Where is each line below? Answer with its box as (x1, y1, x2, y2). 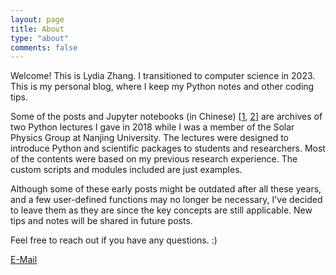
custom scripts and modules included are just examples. (10, 164, 243, 176)
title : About (10, 24, 65, 34)
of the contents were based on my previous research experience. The (10, 153, 298, 165)
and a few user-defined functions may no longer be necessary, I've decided (10, 194, 323, 206)
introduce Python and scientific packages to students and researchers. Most (10, 142, 326, 155)
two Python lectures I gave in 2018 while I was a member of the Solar (10, 121, 295, 133)
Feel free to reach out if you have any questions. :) (10, 234, 218, 246)
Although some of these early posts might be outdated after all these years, (10, 183, 322, 195)
